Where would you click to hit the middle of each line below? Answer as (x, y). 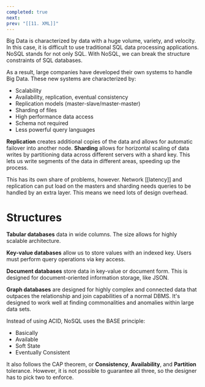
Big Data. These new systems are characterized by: (71, 79)
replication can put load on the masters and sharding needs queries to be (99, 186)
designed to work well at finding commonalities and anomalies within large (100, 303)
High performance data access (54, 117)
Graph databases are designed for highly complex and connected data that (102, 289)
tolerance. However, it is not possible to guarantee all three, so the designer (102, 371)
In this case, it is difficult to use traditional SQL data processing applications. (102, 47)
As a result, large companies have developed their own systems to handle (99, 72)
